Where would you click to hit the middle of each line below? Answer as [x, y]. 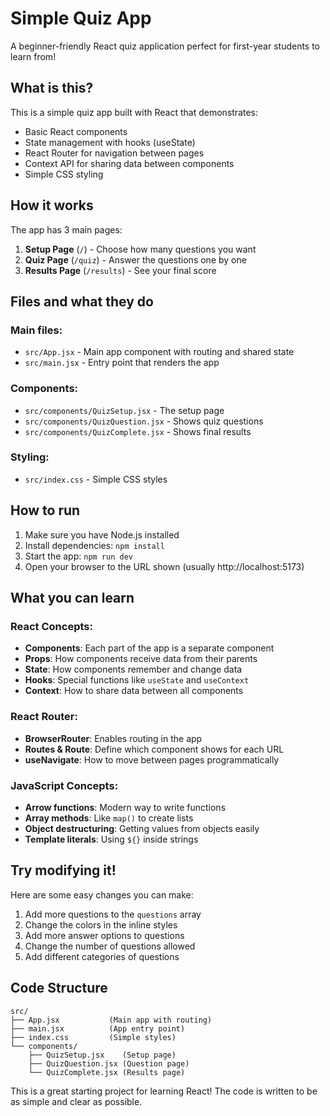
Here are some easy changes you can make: [102, 894]
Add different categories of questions [102, 956]
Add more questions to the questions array [113, 914]
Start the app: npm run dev [78, 556]
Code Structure [59, 988]
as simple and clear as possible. [76, 1101]
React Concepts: [51, 626]
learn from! [33, 56]
